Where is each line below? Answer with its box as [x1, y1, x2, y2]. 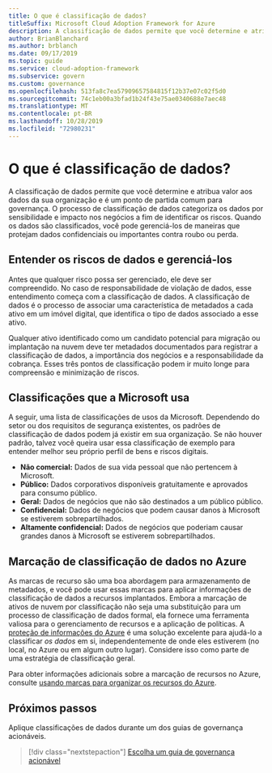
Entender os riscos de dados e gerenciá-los [8, 253, 233, 267]
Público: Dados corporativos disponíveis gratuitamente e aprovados [19, 479, 249, 490]
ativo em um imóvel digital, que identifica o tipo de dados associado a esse [8, 308, 259, 318]
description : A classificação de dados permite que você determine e [8, 27, 249, 35]
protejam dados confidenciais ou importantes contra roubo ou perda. [8, 229, 239, 239]
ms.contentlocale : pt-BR [8, 110, 92, 118]
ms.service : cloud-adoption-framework [8, 65, 139, 73]
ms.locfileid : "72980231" [8, 125, 96, 133]
